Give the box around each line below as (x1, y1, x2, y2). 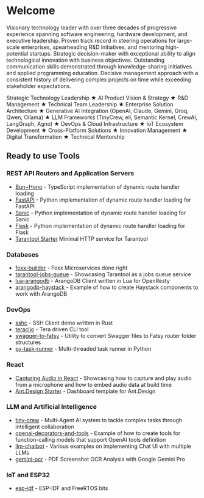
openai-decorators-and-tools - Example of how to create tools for (15, 429, 181, 437)
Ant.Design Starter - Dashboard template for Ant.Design (15, 387, 156, 395)
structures (15, 339, 41, 346)
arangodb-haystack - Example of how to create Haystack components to (15, 284, 199, 291)
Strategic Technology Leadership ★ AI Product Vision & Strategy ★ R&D (6, 94, 189, 101)
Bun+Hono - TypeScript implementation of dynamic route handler (15, 183, 180, 190)
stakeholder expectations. (6, 82, 72, 89)
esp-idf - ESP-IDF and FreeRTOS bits (15, 485, 108, 492)
